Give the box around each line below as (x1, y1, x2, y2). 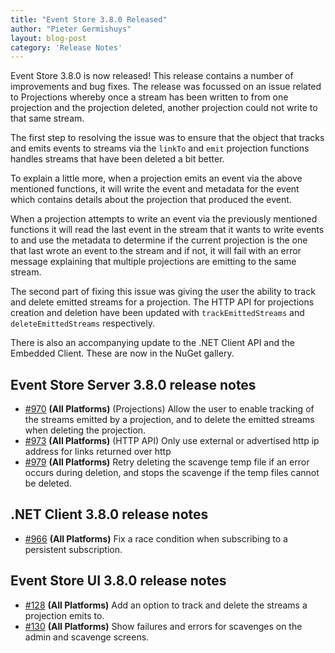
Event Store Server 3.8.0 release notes (10, 376, 257, 393)
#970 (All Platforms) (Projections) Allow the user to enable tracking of (24, 403, 315, 415)
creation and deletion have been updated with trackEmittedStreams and (10, 307, 305, 319)
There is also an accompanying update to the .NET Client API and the (10, 337, 296, 349)
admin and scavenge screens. (24, 631, 150, 643)
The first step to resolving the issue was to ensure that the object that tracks (10, 132, 325, 144)
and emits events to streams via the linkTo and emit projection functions (10, 142, 310, 155)
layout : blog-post (10, 33, 87, 43)
